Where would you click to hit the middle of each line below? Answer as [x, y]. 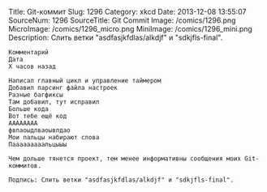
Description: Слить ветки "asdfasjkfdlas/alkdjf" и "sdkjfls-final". [116, 37]
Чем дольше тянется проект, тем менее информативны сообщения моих [125, 159]
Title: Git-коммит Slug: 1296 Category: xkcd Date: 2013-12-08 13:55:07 [127, 12]
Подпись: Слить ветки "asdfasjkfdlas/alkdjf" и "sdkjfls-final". [121, 180]
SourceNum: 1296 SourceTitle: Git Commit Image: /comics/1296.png [122, 20]
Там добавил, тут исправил [54, 102]
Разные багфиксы [36, 95]
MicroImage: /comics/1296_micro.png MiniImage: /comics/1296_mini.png [131, 29]
